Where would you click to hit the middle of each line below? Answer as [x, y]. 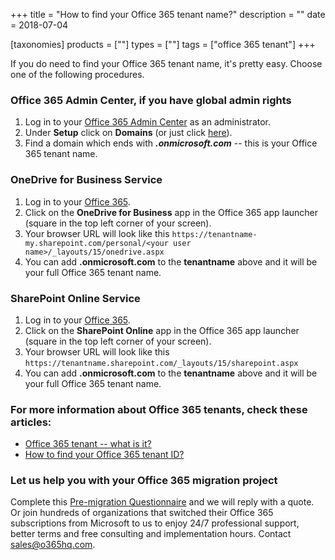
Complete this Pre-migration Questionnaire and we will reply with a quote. [162, 502]
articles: [31, 422]
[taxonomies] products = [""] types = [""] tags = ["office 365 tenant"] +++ [163, 44]
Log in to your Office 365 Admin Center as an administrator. [148, 122]
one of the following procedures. [77, 74]
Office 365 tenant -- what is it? [88, 444]
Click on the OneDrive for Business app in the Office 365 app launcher [171, 212]
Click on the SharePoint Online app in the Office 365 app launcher [162, 330]
